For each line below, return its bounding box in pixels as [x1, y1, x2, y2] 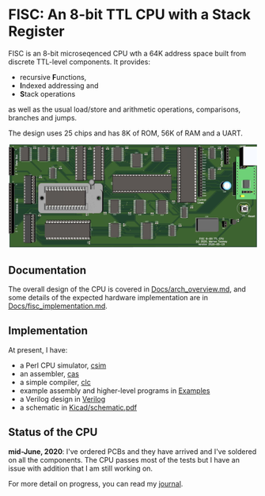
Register [8, 22, 65, 40]
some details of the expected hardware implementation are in [8, 292, 208, 302]
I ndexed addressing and [19, 81, 99, 90]
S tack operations [19, 89, 76, 98]
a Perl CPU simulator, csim [19, 361, 107, 370]
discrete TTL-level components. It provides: [8, 57, 150, 67]
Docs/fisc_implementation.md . [8, 301, 108, 311]
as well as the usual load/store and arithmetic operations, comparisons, [8, 105, 241, 114]
